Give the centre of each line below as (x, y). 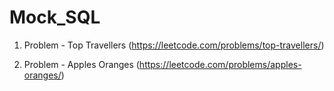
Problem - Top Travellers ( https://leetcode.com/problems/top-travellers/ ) (174, 45)
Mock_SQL (55, 17)
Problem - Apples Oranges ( (81, 64)
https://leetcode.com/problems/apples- (220, 64)
